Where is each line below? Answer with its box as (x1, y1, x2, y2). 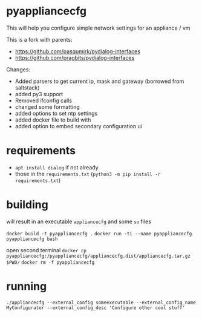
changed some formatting (15, 103, 80, 110)
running (6, 279, 47, 293)
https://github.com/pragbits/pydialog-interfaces (15, 54, 135, 61)
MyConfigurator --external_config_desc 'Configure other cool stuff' (6, 304, 186, 311)
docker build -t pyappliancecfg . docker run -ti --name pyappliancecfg (6, 230, 192, 237)
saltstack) (15, 83, 40, 91)
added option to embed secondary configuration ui (15, 122, 142, 129)
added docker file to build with (15, 116, 91, 123)
